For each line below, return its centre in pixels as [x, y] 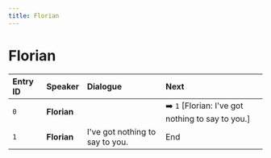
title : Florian [34, 16]
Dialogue [104, 86]
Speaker [63, 86]
